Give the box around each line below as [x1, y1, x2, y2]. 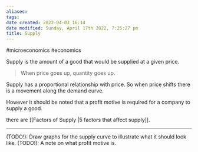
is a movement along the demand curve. [6, 87, 104, 94]
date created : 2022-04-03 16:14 [6, 19, 85, 25]
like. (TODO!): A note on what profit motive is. [6, 140, 117, 147]
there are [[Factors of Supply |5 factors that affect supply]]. [6, 116, 150, 124]
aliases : [6, 8, 28, 15]
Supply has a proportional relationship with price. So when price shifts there [6, 81, 190, 88]
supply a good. [6, 105, 42, 112]
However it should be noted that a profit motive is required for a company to [6, 98, 190, 106]
